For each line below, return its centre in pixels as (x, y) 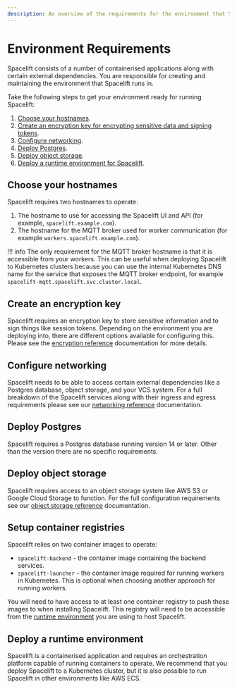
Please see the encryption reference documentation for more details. (108, 343)
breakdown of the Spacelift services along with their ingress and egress (112, 397)
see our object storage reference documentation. (79, 505)
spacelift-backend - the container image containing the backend (112, 558)
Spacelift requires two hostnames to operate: (73, 202)
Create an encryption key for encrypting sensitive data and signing (115, 125)
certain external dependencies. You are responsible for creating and (107, 75)
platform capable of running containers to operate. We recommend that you (117, 664)
